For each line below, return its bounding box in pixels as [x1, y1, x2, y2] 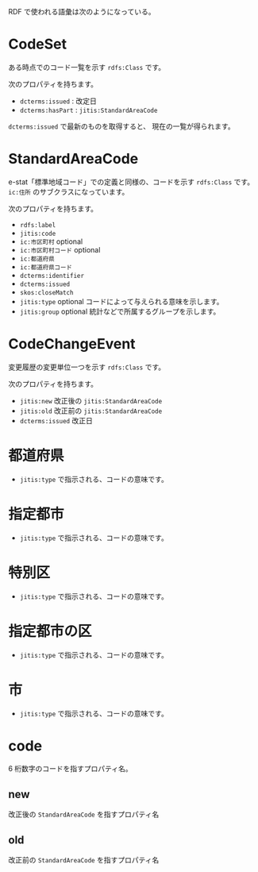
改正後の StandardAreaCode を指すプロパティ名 [8, 809, 160, 820]
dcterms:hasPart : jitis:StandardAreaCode [19, 105, 158, 114]
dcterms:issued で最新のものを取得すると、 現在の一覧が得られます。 [8, 122, 236, 131]
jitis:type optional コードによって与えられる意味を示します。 [19, 296, 224, 306]
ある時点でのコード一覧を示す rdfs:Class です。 [8, 62, 166, 71]
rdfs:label [19, 221, 56, 229]
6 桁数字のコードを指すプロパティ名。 [8, 764, 133, 774]
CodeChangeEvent [8, 335, 137, 353]
